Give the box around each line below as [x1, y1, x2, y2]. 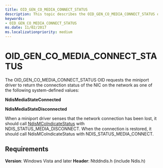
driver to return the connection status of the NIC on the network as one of [5, 82, 153, 88]
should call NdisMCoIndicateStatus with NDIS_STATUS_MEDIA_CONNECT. [5, 131, 154, 136]
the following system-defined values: [5, 87, 79, 93]
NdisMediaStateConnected [5, 97, 62, 102]
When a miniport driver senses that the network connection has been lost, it [5, 115, 157, 121]
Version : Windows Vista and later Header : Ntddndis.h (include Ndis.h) [5, 158, 146, 164]
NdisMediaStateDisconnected [5, 106, 67, 112]
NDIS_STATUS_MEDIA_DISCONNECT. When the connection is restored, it [5, 126, 152, 132]
